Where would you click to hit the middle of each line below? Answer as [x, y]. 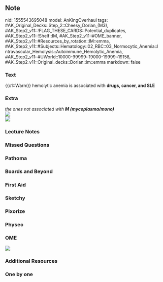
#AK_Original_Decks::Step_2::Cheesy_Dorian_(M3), [57, 25]
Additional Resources [31, 261]
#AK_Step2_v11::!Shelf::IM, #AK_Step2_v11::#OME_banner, [64, 36]
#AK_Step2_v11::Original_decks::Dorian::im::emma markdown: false [73, 62]
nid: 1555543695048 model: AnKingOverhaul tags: [57, 20]
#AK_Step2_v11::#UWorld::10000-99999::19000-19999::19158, [68, 57]
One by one [19, 274]
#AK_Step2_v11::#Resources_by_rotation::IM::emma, [58, 41]
